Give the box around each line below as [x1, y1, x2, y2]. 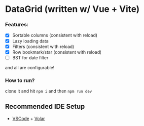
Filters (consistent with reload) [12, 43, 74, 49]
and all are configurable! [5, 64, 55, 70]
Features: [5, 21, 29, 28]
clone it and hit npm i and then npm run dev [5, 88, 92, 94]
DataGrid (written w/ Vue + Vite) [5, 3, 140, 15]
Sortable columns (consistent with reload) [12, 32, 98, 38]
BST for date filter [12, 54, 49, 60]
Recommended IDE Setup [5, 102, 85, 111]
